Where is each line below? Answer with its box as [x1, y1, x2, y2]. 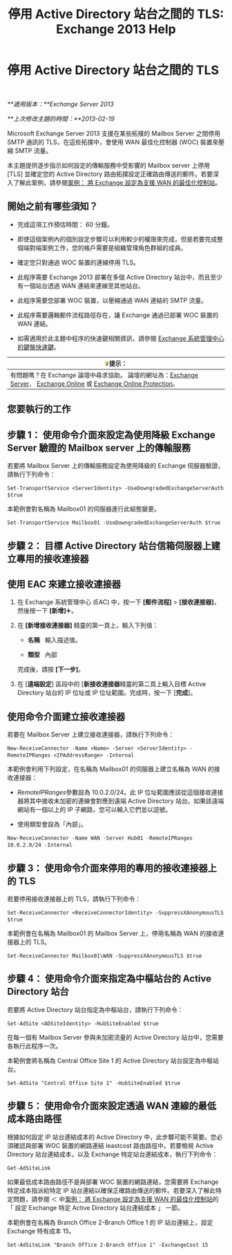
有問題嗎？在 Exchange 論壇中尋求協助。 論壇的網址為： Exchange [10, 371, 199, 379]
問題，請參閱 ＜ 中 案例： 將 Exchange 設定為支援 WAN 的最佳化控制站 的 [12, 1195, 219, 1203]
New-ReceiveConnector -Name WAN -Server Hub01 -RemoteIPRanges [7, 835, 193, 842]
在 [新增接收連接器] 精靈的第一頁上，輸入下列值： [17, 621, 159, 630]
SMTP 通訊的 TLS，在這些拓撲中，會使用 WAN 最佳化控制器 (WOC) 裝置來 [7, 137, 219, 146]
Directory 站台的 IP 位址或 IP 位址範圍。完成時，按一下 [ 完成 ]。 [17, 688, 197, 697]
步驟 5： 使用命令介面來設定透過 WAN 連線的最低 [7, 1100, 216, 1112]
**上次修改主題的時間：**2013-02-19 [7, 115, 115, 123]
